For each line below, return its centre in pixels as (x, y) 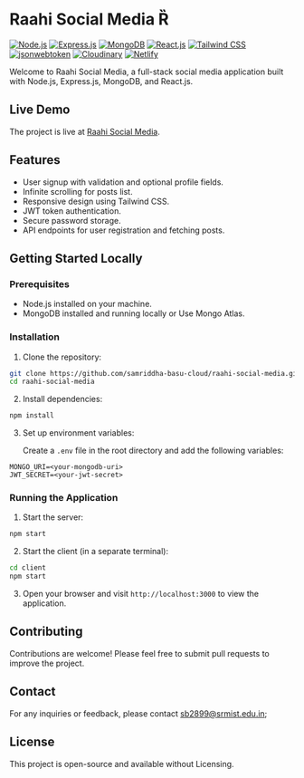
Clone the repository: (62, 357)
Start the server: (53, 517)
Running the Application (64, 498)
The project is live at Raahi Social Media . (85, 131)
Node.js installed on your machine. (87, 304)
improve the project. (47, 663)
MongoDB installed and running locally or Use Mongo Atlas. (134, 313)
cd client (28, 568)
